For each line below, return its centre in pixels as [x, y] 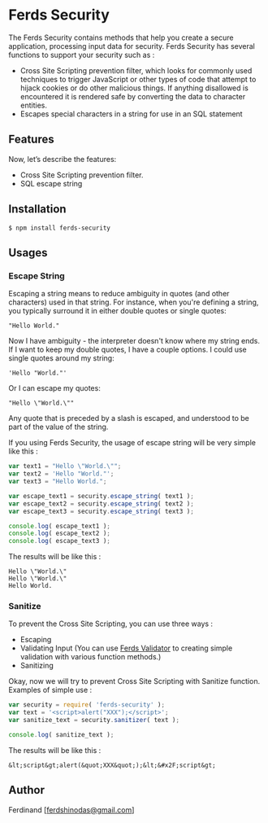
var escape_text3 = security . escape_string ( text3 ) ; [102, 511]
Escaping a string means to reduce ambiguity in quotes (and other [119, 294]
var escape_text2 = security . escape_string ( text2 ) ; [102, 503]
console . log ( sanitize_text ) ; [61, 735]
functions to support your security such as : [82, 55]
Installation [37, 209]
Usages [28, 253]
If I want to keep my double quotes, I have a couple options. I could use [128, 350]
